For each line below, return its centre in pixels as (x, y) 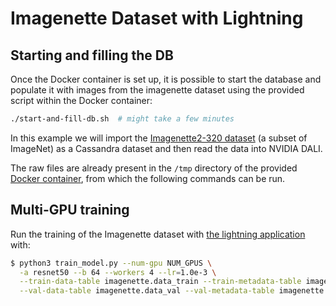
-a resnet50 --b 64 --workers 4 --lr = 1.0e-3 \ (118, 272)
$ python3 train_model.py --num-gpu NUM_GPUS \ (111, 263)
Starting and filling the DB (92, 55)
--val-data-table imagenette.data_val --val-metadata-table (147, 291)
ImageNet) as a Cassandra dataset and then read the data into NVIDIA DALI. (166, 148)
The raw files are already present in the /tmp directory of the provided (154, 168)
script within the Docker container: (81, 100)
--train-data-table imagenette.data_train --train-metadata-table (160, 282)
